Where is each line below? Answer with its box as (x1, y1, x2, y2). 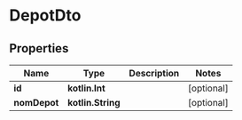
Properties (9, 41, 69, 56)
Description (129, 68, 180, 79)
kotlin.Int (67, 82, 106, 94)
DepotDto (9, 5, 82, 26)
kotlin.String (67, 97, 121, 108)
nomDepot (13, 97, 59, 108)
